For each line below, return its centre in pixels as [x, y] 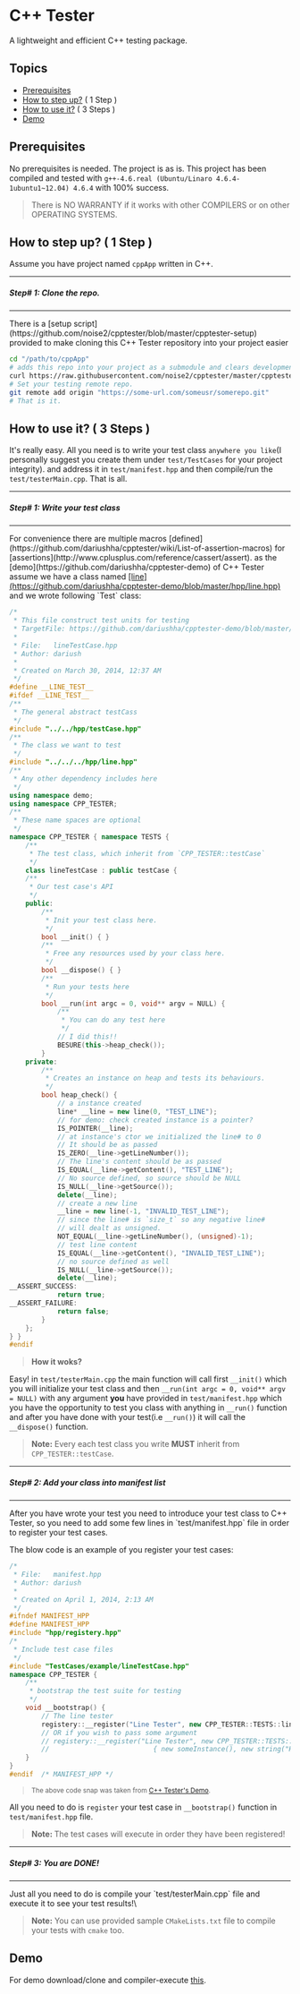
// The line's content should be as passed [139, 1162]
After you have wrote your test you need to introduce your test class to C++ [148, 1513]
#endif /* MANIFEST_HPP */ [62, 1775]
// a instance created [99, 1103]
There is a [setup [41, 324]
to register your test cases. [59, 1533]
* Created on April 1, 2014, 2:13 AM [83, 1599]
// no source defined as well [113, 1262]
